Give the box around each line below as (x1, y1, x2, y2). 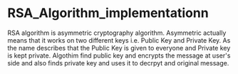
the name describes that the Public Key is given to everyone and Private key (7, 43, 231, 52)
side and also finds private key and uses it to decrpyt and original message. (7, 58, 229, 67)
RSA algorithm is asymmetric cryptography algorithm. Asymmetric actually (7, 28, 227, 37)
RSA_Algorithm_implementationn (7, 5, 209, 21)
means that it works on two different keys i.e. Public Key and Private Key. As (7, 36, 231, 44)
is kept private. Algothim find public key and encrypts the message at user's (7, 51, 231, 60)
